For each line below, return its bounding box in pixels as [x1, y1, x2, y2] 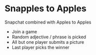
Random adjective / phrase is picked [11, 34, 86, 40]
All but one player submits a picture [11, 39, 85, 45]
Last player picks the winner [11, 44, 70, 50]
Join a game [11, 28, 38, 34]
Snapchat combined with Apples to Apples [4, 19, 92, 25]
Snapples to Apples [4, 3, 87, 14]
